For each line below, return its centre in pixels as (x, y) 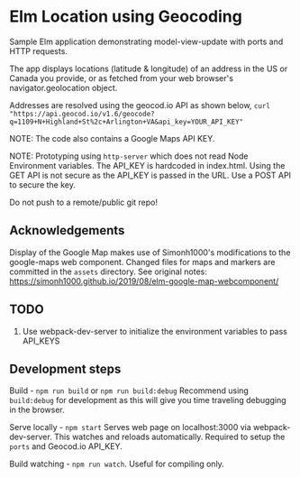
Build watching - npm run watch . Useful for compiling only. (117, 464)
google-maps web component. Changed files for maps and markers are (142, 262)
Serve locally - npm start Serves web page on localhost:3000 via (131, 427)
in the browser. (37, 410)
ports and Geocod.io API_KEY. (66, 446)
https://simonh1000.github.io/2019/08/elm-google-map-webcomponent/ (144, 280)
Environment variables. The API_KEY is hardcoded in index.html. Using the (147, 165)
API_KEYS (41, 341)
